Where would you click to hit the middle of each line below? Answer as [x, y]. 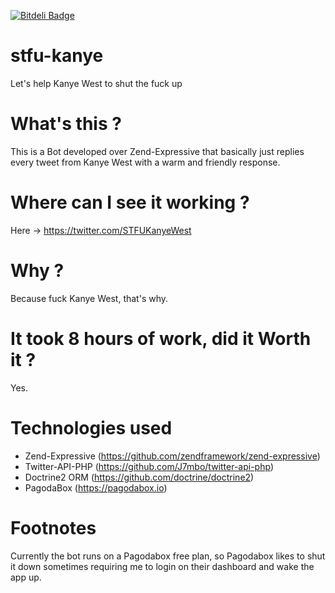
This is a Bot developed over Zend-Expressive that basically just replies [157, 151]
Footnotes [53, 527]
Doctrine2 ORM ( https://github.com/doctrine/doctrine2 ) [139, 477]
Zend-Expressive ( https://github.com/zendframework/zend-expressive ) [172, 456]
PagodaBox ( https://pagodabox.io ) [96, 487]
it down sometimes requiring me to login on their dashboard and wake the [162, 566]
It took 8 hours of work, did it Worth [161, 338]
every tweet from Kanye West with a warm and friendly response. [145, 162]
